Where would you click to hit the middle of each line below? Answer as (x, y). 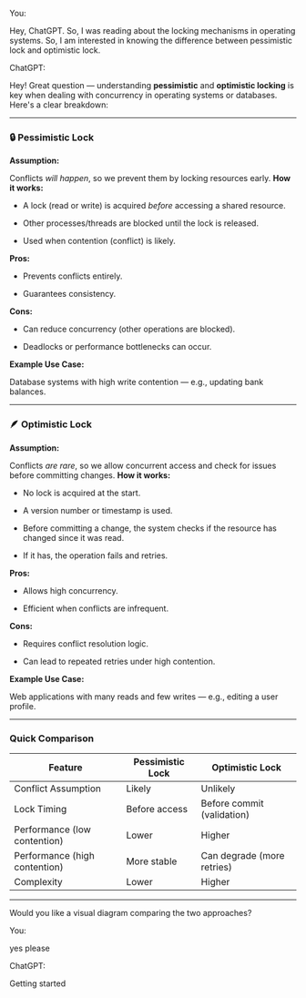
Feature (66, 767)
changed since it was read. (73, 537)
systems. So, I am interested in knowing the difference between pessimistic (151, 41)
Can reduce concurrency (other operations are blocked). (129, 329)
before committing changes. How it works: (90, 475)
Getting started (38, 983)
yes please (30, 948)
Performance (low (52, 830)
